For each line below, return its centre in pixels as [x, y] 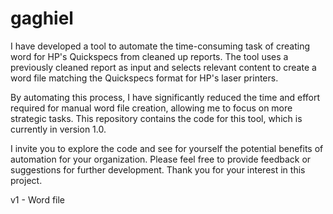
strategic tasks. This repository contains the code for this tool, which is [156, 118]
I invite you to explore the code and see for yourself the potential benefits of [167, 148]
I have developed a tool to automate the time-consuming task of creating [160, 46]
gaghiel [42, 18]
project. [26, 180]
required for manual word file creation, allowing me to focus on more [151, 108]
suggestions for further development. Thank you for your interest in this [158, 169]
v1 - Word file [38, 199]
